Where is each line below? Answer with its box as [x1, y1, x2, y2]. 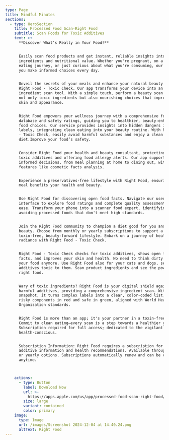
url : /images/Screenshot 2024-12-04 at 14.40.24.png [18, 422, 132, 427]
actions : [14, 375, 33, 381]
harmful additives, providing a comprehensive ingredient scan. [18, 288, 156, 293]
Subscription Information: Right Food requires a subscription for [18, 343, 163, 348]
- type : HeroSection [10, 21, 53, 27]
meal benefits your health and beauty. [18, 182, 102, 188]
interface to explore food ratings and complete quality [18, 201, 141, 206]
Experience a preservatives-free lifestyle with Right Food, [18, 178, 150, 183]
